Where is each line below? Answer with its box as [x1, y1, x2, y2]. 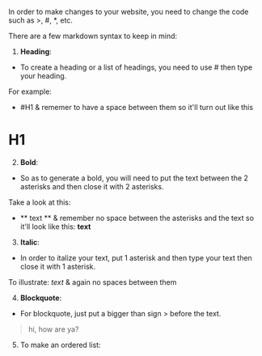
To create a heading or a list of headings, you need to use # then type [19, 62, 253, 72]
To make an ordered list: [19, 340, 101, 350]
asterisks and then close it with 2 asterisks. [19, 181, 164, 191]
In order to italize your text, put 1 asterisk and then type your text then [19, 252, 252, 262]
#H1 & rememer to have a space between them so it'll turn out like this [19, 103, 253, 112]
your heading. [19, 71, 67, 80]
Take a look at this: [8, 197, 71, 207]
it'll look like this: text [19, 222, 91, 231]
